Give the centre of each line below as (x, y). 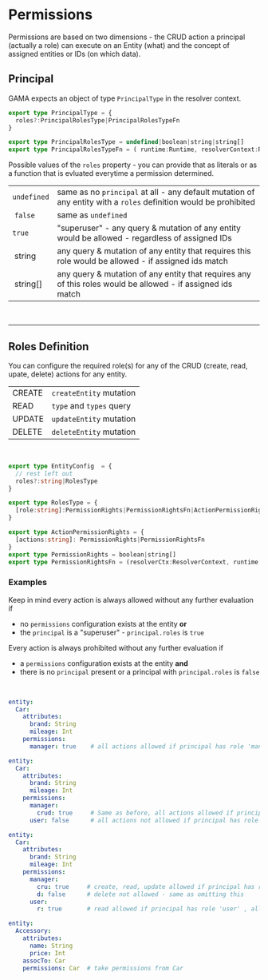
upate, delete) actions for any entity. (68, 374)
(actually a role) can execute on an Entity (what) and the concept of (119, 45)
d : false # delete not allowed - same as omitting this (141, 894)
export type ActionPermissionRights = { (77, 532)
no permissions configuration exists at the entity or (103, 623)
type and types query (91, 405)
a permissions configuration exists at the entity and (104, 663)
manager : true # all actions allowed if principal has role (137, 746)
